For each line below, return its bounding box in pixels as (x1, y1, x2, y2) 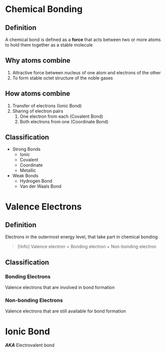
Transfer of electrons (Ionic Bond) (12, 102, 82, 108)
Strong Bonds (12, 146, 41, 152)
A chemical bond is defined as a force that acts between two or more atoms (5, 36, 161, 42)
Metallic (19, 167, 36, 173)
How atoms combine (5, 89, 71, 98)
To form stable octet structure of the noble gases (12, 75, 113, 81)
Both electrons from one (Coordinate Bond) (19, 118, 109, 124)
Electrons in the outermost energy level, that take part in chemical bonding (5, 234, 158, 240)
